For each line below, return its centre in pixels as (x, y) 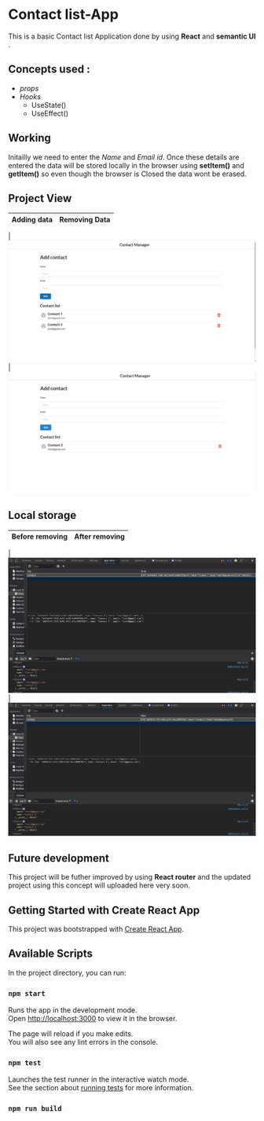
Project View (40, 198)
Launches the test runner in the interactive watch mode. (99, 1079)
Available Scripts (50, 954)
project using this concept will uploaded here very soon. (99, 885)
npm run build (35, 1109)
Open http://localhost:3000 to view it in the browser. (93, 1019)
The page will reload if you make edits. (71, 1034)
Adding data (32, 219)
